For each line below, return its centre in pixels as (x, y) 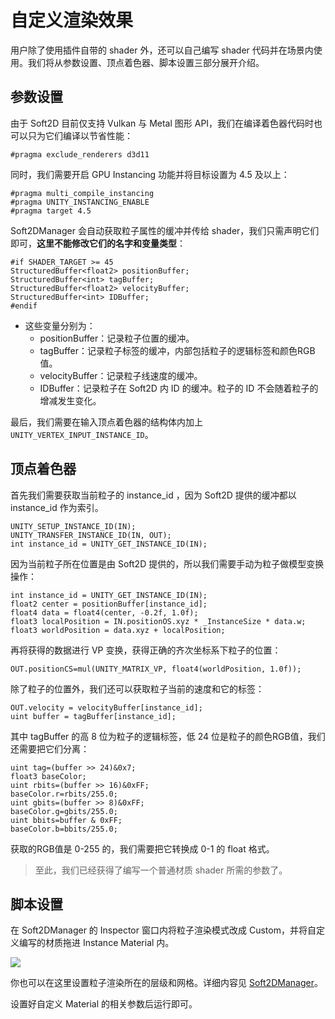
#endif (24, 306)
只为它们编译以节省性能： (80, 135)
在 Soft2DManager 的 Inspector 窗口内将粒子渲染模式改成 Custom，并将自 (163, 930)
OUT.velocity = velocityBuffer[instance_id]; (106, 707)
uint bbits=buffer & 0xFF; (66, 820)
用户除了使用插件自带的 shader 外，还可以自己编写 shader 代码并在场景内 (162, 50)
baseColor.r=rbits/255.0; (64, 794)
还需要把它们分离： (50, 748)
